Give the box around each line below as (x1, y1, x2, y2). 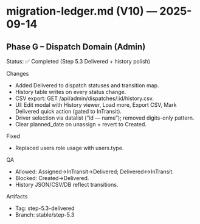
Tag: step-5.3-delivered (15, 204, 75, 212)
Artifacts (6, 193, 28, 200)
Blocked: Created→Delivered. (15, 175, 89, 181)
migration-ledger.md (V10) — (6, 4, 157, 18)
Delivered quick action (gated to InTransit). (15, 108, 122, 115)
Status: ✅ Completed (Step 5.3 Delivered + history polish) (6, 58, 151, 65)
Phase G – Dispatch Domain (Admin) (6, 42, 146, 52)
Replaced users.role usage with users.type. (15, 145, 124, 151)
